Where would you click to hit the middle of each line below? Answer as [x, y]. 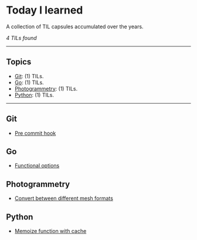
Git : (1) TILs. [29, 76]
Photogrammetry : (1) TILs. [46, 88]
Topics [19, 62]
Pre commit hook [35, 133]
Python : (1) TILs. [34, 95]
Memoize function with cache [50, 231]
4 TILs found [21, 38]
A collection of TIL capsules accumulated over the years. [75, 26]
